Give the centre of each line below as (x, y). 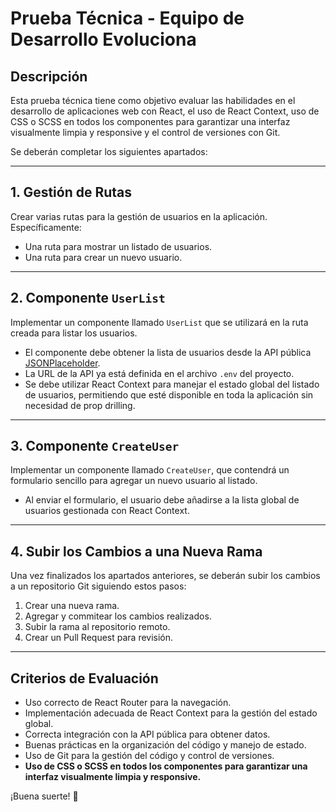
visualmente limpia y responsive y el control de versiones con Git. (145, 132)
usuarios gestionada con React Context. (107, 511)
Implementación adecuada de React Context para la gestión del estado (171, 713)
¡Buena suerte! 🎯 (44, 796)
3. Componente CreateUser (95, 446)
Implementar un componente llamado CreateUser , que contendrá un (150, 470)
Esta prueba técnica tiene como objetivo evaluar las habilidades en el (153, 100)
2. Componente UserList (88, 298)
